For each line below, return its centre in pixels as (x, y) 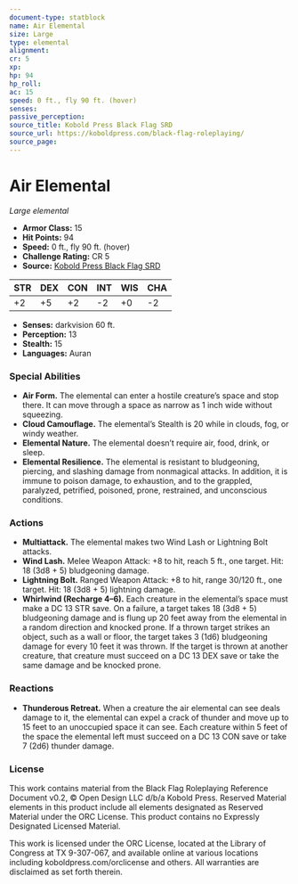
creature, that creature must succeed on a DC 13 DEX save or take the (150, 656)
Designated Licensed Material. (65, 826)
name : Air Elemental (48, 26)
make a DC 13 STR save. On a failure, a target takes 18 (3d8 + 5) (139, 609)
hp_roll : (25, 84)
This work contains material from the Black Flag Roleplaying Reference (139, 788)
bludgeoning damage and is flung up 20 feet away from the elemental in (154, 618)
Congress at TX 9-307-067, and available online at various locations (134, 853)
